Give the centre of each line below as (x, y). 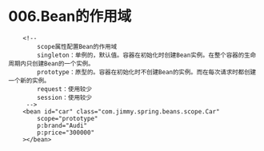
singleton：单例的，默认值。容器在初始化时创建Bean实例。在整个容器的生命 (147, 55)
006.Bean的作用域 (70, 16)
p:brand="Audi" (62, 125)
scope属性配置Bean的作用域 (77, 46)
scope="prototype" (68, 118)
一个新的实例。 (29, 81)
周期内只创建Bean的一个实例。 (51, 64)
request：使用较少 (64, 89)
